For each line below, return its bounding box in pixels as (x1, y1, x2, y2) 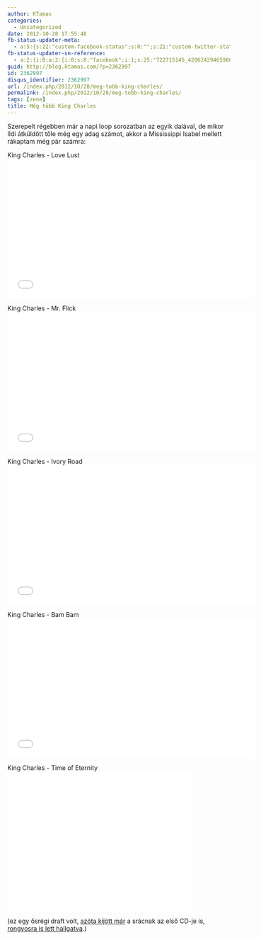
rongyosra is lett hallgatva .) (7, 924, 87, 932)
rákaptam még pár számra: (7, 137, 86, 145)
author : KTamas (7, 10, 52, 18)
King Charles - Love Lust (7, 150, 80, 159)
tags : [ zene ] (7, 96, 46, 103)
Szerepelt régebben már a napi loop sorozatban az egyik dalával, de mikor (7, 122, 224, 130)
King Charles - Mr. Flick (7, 304, 76, 312)
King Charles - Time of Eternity (7, 763, 98, 772)
